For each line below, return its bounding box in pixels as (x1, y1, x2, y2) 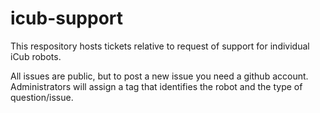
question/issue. (10, 91, 74, 103)
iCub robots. (10, 50, 62, 62)
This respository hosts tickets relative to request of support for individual (10, 40, 310, 52)
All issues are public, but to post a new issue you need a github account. (10, 70, 309, 82)
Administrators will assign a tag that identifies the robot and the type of (10, 80, 303, 92)
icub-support (10, 7, 124, 30)
